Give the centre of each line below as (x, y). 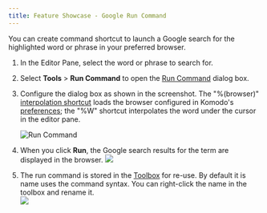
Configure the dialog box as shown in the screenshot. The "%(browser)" (139, 94)
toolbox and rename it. (57, 192)
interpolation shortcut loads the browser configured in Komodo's (127, 102)
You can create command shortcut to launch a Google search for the (121, 38)
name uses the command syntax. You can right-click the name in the (133, 183)
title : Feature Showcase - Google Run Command (87, 16)
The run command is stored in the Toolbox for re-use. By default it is (133, 175)
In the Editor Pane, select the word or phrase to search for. (117, 62)
